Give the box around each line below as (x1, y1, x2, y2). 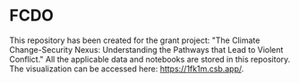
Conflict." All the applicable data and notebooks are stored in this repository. (9, 54, 291, 64)
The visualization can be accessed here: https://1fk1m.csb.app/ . (9, 63, 244, 74)
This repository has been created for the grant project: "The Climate (9, 35, 261, 46)
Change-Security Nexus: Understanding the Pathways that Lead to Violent (9, 44, 284, 54)
